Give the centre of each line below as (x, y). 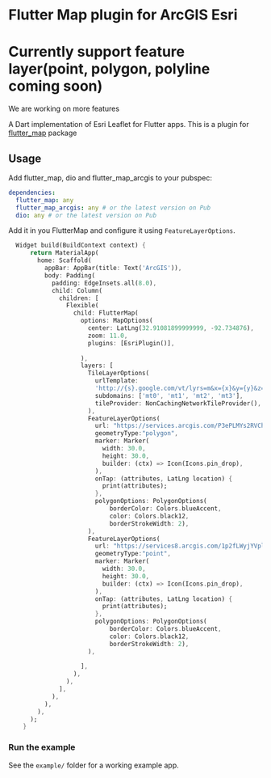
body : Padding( (69, 275)
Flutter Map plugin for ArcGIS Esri (123, 15)
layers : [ (97, 366)
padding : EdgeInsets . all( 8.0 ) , (104, 283)
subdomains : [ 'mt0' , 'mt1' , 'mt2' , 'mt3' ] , (169, 395)
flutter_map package (43, 133)
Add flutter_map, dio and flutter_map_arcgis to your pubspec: (110, 178)
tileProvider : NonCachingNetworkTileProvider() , (178, 403)
